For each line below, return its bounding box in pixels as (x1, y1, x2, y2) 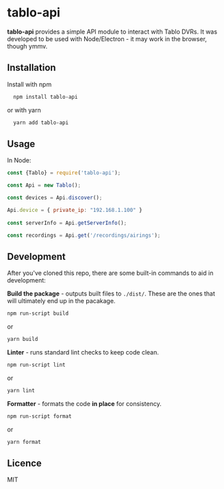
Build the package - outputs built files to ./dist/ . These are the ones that (7, 289, 216, 298)
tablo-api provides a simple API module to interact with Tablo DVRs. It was (7, 27, 218, 36)
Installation (7, 62, 56, 73)
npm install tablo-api (13, 93, 78, 100)
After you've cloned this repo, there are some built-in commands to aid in (7, 269, 214, 277)
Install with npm (7, 80, 52, 88)
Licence (7, 457, 42, 469)
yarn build (7, 336, 38, 343)
